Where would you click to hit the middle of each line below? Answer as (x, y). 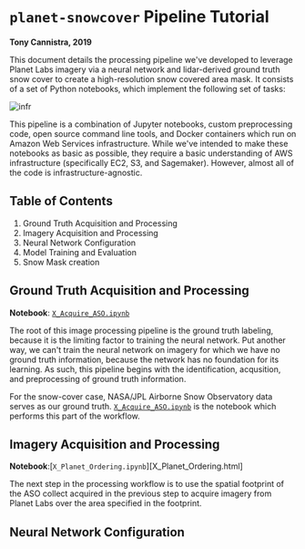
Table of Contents (61, 201)
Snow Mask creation (61, 262)
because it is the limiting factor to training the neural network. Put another (148, 340)
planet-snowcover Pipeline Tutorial (140, 17)
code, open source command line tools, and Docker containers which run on (153, 133)
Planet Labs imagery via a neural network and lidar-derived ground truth (145, 69)
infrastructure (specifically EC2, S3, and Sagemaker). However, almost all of (152, 162)
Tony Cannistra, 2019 (51, 42)
